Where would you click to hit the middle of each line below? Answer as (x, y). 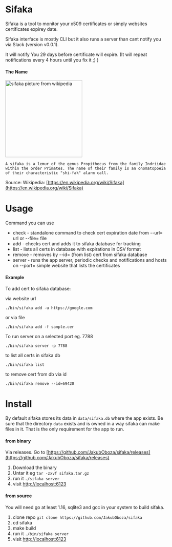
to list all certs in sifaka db (33, 356)
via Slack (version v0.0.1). (32, 44)
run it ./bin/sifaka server (41, 533)
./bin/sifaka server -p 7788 (36, 346)
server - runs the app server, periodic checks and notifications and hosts (90, 260)
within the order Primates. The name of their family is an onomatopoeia (86, 169)
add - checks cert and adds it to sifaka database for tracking (77, 244)
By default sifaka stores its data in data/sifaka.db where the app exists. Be (84, 418)
